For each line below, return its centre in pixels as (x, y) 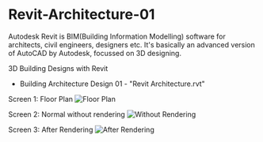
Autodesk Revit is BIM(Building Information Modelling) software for (117, 36)
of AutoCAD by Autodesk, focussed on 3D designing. (95, 53)
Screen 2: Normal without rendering (67, 114)
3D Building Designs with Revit (58, 68)
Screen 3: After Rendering (51, 129)
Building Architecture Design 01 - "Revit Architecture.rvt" (112, 84)
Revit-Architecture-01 (82, 15)
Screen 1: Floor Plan (41, 99)
